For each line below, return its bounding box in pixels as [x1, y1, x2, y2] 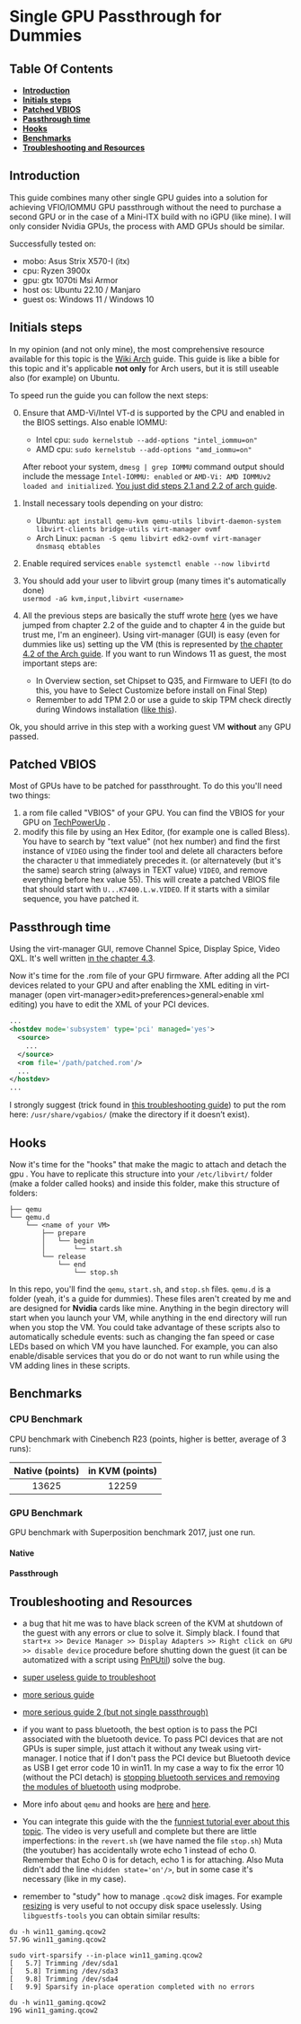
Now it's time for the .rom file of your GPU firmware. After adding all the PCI [9, 971, 290, 981]
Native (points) [13, 1464, 80, 1477]
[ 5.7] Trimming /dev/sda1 [9, 1958, 119, 1967]
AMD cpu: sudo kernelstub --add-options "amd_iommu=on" [35, 443, 252, 455]
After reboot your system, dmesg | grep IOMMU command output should [22, 461, 285, 472]
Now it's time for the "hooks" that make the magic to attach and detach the [9, 1158, 288, 1169]
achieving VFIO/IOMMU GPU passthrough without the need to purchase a [9, 201, 282, 212]
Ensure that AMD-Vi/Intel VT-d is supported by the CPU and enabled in [22, 407, 285, 418]
